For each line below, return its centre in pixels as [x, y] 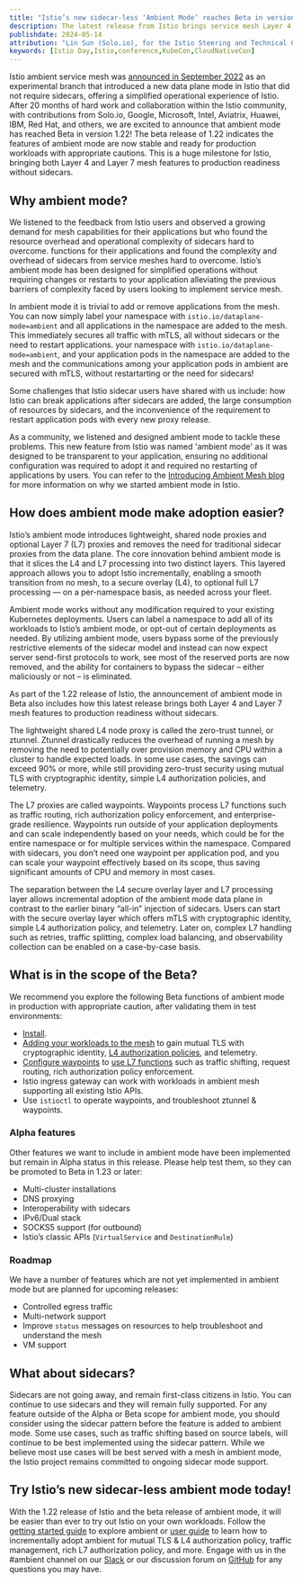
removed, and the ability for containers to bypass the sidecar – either [137, 666]
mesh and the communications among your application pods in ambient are [149, 363]
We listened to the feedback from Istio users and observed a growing [138, 222]
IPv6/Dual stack [52, 1217]
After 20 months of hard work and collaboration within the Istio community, [148, 105]
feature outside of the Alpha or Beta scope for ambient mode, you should [145, 1414]
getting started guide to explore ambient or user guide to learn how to [138, 1531]
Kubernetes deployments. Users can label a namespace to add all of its [141, 619]
